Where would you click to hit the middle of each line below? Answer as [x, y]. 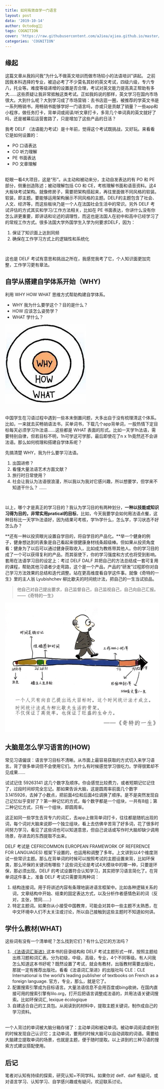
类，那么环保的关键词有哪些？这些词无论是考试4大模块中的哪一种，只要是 [79, 864]
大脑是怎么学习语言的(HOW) [48, 747]
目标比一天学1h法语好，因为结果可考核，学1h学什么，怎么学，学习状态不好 [84, 519]
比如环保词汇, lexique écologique [54, 1000]
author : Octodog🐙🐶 [24, 26]
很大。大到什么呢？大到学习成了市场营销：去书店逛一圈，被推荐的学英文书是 [82, 100]
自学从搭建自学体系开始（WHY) [53, 282]
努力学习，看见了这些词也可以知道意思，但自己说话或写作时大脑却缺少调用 [84, 830]
